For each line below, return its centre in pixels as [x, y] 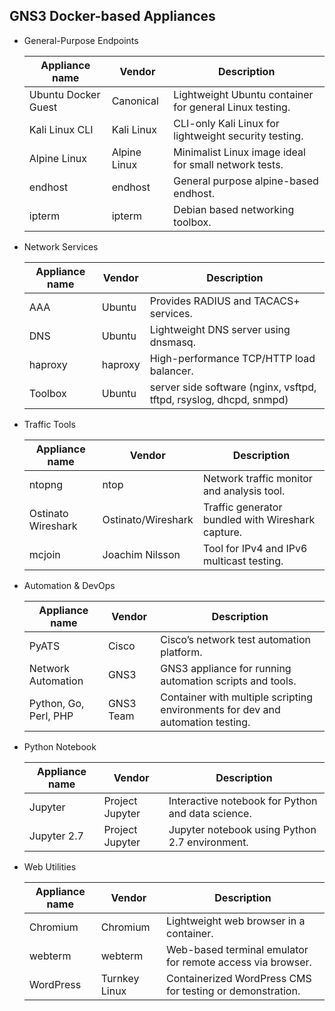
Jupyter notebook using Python [242, 829]
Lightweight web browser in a [236, 921]
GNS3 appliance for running [226, 668]
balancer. [171, 371]
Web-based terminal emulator [237, 949]
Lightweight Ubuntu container [243, 94]
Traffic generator [242, 507]
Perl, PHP [51, 716]
